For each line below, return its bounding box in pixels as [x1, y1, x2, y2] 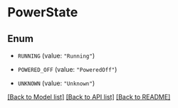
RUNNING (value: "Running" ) [17, 51, 95, 60]
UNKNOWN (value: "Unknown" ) [17, 79, 95, 87]
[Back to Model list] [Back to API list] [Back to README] [7, 93, 171, 101]
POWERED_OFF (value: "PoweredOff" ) [17, 65, 117, 73]
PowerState [7, 4, 78, 21]
